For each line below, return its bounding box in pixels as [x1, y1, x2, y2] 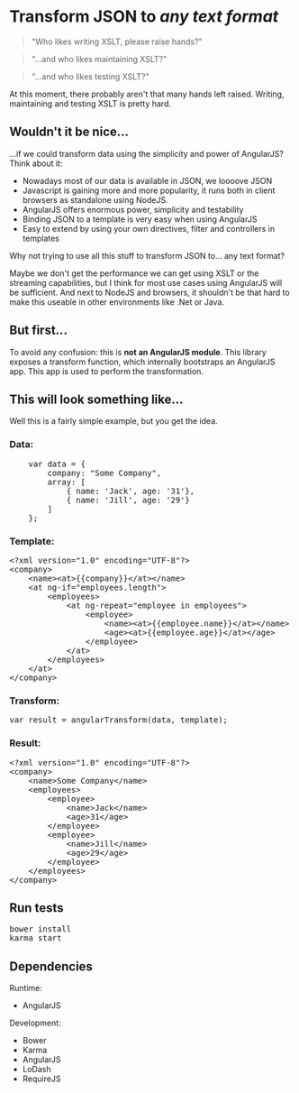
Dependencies [9, 959, 93, 974]
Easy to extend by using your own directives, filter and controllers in [22, 223, 276, 234]
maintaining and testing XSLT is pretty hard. [9, 97, 171, 109]
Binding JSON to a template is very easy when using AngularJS [22, 214, 258, 225]
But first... [9, 323, 68, 338]
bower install [9, 924, 72, 934]
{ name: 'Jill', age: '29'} [66, 494, 191, 505]
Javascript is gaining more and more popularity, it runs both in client [22, 185, 276, 196]
